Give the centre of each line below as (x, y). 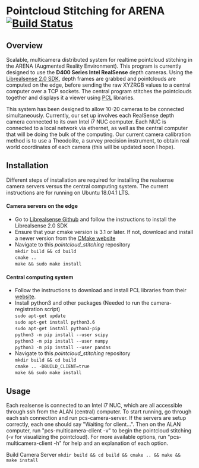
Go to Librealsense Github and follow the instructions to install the (95, 219)
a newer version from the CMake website (65, 238)
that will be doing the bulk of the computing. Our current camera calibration (99, 134)
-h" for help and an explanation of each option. (110, 443)
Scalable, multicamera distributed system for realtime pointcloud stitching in (99, 60)
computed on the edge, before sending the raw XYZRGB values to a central (99, 85)
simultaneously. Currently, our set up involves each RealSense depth (90, 115)
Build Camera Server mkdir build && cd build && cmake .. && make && (94, 455)
